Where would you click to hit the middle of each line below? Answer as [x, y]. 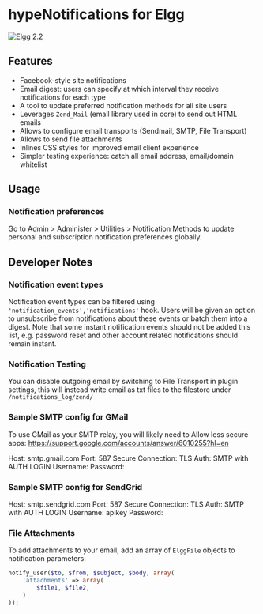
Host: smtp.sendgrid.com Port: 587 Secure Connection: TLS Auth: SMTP [126, 504]
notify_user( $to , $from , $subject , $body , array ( [92, 573]
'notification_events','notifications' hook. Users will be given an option [131, 311]
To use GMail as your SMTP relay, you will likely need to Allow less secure [128, 434]
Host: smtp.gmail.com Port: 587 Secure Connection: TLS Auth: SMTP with [128, 458]
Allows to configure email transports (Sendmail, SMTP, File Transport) [133, 130]
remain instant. [32, 344]
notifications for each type [63, 97]
